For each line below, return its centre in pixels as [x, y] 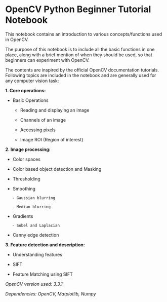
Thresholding [26, 179]
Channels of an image [43, 120]
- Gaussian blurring [34, 198]
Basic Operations [31, 100]
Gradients [23, 216]
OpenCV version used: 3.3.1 [34, 284]
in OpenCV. [17, 40]
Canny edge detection [36, 235]
